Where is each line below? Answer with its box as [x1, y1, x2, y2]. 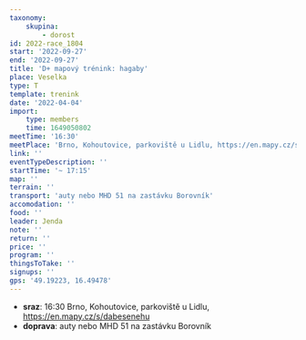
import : [9, 107, 39, 116]
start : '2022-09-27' [9, 47, 88, 57]
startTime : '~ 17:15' [9, 166, 92, 175]
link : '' [9, 149, 43, 158]
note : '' [9, 225, 43, 234]
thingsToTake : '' [9, 259, 76, 269]
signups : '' [9, 268, 55, 277]
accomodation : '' [9, 200, 76, 210]
